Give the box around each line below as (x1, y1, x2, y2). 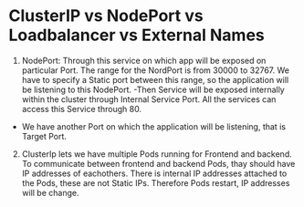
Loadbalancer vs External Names (8, 25, 266, 46)
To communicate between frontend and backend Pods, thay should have (21, 158, 296, 169)
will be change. (21, 187, 79, 198)
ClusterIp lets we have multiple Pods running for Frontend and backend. (21, 148, 293, 160)
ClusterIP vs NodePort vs (8, 5, 204, 26)
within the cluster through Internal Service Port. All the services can (21, 93, 277, 105)
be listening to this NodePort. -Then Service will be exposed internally (21, 84, 285, 95)
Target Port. (21, 130, 68, 141)
